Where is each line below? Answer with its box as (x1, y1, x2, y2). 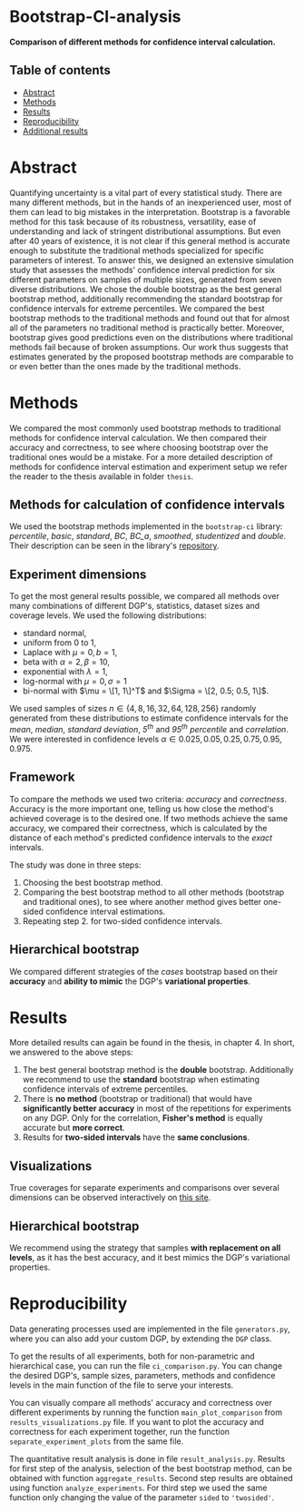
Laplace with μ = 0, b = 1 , (22, 647, 118, 658)
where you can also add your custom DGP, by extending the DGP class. (9, 1333, 272, 1344)
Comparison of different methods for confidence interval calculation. (9, 36, 276, 47)
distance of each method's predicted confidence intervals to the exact (9, 832, 273, 843)
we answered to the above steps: (9, 1046, 133, 1058)
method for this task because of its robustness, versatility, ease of (9, 216, 257, 227)
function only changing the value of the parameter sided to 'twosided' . (9, 1492, 275, 1503)
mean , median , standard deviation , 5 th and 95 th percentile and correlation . (9, 722, 289, 734)
